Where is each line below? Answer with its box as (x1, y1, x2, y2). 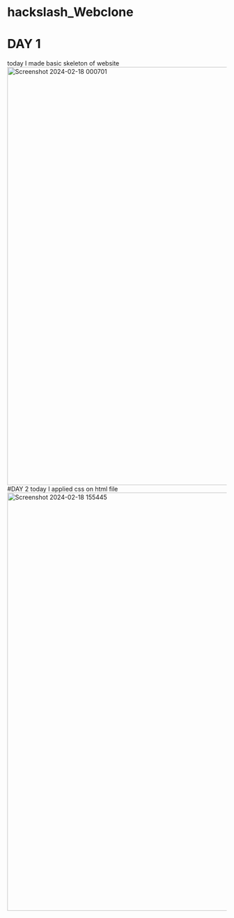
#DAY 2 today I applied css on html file (7, 485, 118, 494)
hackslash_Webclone (7, 4, 134, 20)
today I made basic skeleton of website (7, 59, 120, 68)
